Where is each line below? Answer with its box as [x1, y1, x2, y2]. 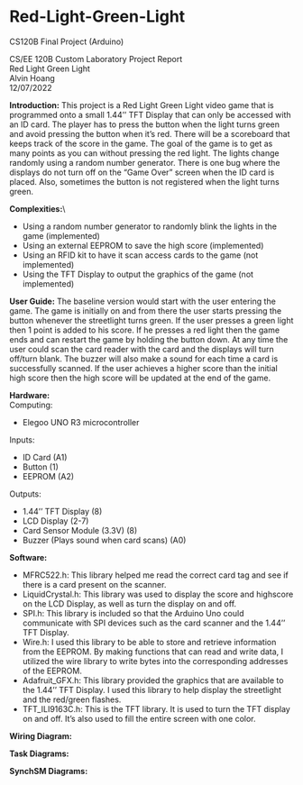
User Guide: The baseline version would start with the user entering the [9, 296, 277, 306]
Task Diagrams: [9, 748, 69, 759]
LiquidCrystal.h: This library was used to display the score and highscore [22, 589, 294, 599]
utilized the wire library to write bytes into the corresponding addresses [22, 655, 289, 666]
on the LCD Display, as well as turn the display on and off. [22, 598, 237, 609]
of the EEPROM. [22, 665, 83, 676]
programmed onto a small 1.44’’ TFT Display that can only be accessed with [9, 109, 291, 120]
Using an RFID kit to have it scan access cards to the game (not [22, 250, 259, 260]
